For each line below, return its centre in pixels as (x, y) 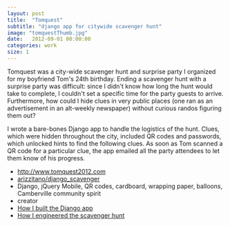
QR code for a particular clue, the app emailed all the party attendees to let (113, 151)
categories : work (32, 45)
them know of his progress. (46, 158)
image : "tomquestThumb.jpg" (48, 33)
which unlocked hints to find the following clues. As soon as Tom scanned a (115, 143)
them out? (21, 115)
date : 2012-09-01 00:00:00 (49, 39)
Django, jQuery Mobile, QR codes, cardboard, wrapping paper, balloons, (120, 186)
